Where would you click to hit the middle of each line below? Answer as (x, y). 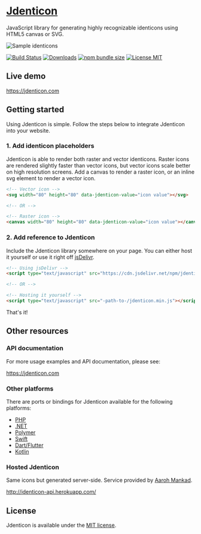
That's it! (17, 312)
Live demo (26, 76)
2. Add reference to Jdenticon (51, 237)
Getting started (35, 110)
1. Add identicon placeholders (50, 146)
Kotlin (22, 451)
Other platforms (30, 389)
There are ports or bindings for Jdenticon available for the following (89, 401)
